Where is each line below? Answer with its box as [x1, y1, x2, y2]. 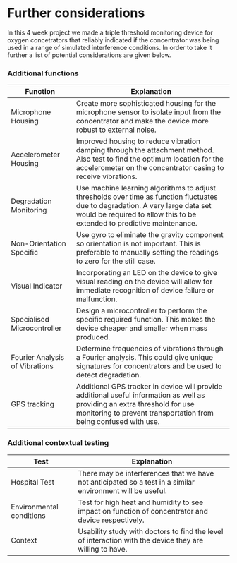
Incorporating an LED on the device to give [75, 268, 217, 278]
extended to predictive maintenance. [75, 219, 197, 229]
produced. [75, 332, 111, 342]
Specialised [11, 315, 49, 325]
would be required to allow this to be [75, 210, 197, 219]
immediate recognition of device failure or [75, 286, 215, 296]
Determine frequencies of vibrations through [75, 344, 224, 353]
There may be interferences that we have [78, 468, 214, 478]
